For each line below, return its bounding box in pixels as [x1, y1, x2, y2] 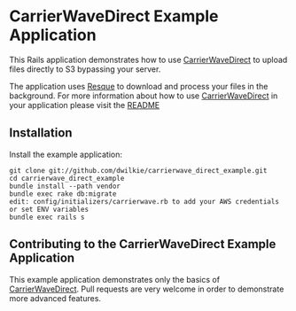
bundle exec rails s [9, 213, 86, 222]
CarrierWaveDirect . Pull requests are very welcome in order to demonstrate [9, 284, 284, 294]
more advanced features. [9, 292, 102, 303]
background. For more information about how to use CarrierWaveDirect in [9, 90, 278, 101]
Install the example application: [9, 149, 122, 159]
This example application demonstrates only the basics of [9, 274, 220, 284]
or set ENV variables [9, 205, 90, 214]
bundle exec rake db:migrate [9, 189, 117, 198]
